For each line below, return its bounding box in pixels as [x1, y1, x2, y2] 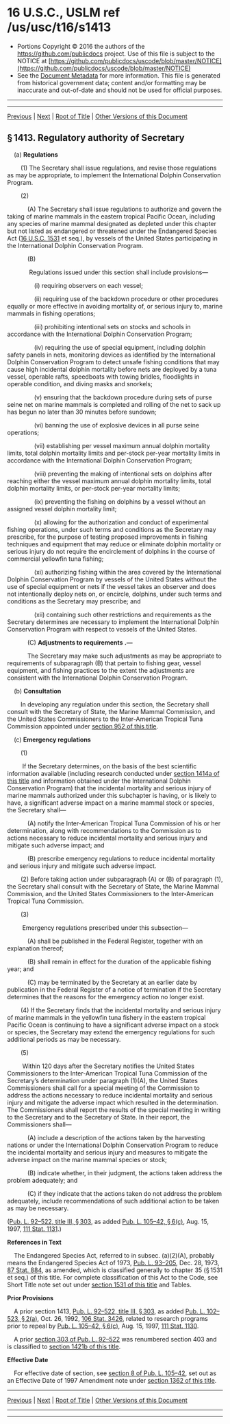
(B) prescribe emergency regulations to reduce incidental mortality [27, 854, 216, 863]
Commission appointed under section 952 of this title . [7, 722, 159, 730]
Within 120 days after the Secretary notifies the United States [22, 1062, 195, 1070]
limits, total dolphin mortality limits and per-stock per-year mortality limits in [7, 449, 220, 457]
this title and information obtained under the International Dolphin [7, 777, 192, 785]
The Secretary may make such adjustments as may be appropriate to [27, 652, 222, 660]
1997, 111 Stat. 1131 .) [7, 1225, 62, 1233]
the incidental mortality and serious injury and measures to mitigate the [7, 1148, 208, 1156]
